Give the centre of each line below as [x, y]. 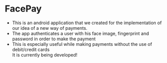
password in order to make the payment [54, 39]
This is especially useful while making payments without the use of [82, 44]
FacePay [23, 9]
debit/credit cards [31, 49]
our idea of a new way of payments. [49, 28]
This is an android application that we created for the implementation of [87, 23]
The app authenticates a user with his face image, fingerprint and [80, 33]
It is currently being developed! [45, 55]
